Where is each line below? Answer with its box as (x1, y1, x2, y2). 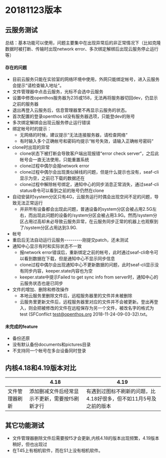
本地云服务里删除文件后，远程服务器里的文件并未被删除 (19, 293, 132, 299)
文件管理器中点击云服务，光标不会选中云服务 (12, 89, 104, 94)
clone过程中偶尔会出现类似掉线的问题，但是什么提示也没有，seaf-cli (19, 169, 159, 175)
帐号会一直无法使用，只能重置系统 (19, 157, 89, 163)
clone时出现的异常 (12, 144, 50, 150)
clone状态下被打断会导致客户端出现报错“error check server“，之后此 (19, 150, 160, 156)
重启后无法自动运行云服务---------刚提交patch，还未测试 (12, 237, 129, 243)
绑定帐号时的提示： (12, 126, 52, 132)
